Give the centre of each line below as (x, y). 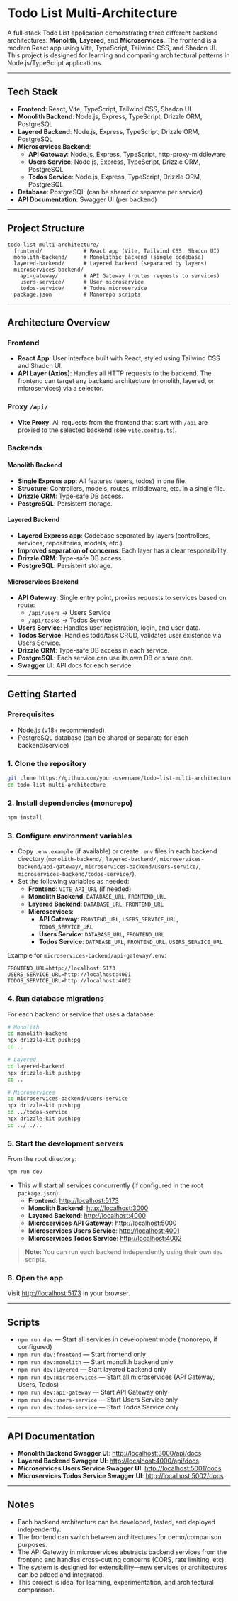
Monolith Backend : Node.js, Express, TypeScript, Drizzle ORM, (110, 116)
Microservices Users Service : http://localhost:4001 (104, 1231)
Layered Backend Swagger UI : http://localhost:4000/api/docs (108, 1461)
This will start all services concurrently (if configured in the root (110, 1185)
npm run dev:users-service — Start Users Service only (98, 1400)
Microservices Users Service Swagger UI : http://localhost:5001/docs (119, 1468)
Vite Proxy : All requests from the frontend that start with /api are (113, 422)
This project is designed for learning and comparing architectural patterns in (119, 55)
